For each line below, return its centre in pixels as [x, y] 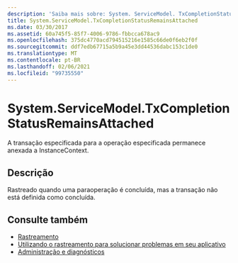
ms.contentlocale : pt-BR [44, 60]
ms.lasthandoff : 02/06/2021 [49, 67]
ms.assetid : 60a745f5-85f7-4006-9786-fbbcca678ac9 [84, 34]
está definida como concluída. [51, 197]
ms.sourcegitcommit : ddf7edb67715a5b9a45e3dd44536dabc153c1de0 [103, 47]
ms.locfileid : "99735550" [45, 73]
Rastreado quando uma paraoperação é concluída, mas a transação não [113, 190]
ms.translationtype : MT [42, 54]
